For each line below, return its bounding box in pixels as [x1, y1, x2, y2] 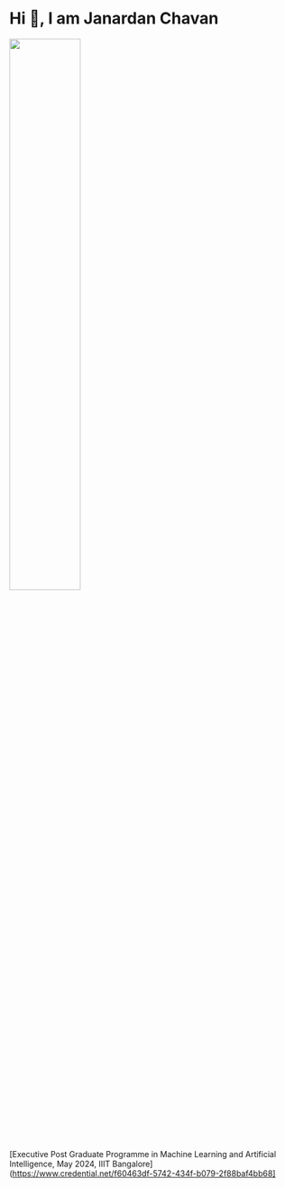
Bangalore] [112, 1158, 153, 1169]
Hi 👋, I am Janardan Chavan [9, 8, 219, 29]
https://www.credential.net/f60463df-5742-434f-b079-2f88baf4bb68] [12, 1167, 276, 1179]
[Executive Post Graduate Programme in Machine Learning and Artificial [9, 1148, 277, 1159]
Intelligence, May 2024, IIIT [9, 1158, 111, 1169]
